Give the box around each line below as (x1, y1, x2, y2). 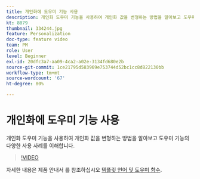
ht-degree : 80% (6, 81, 44, 87)
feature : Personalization (6, 31, 70, 37)
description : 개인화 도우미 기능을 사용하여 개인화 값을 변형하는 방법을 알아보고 (6, 14, 181, 20)
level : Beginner (6, 53, 47, 59)
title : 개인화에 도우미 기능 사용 (6, 8, 78, 15)
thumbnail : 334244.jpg (6, 25, 63, 32)
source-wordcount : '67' (6, 75, 66, 81)
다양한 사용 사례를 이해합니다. (6, 141, 75, 149)
